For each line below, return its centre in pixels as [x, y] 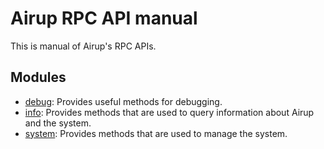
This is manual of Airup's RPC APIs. [83, 46]
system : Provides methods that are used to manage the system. [156, 133]
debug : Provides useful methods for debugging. [123, 101]
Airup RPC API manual [104, 18]
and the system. [58, 123]
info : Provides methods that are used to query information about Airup [169, 112]
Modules [38, 77]
